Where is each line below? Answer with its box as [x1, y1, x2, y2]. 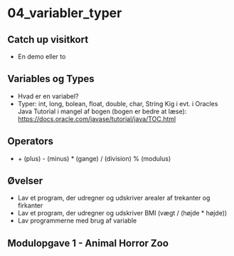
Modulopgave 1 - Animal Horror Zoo [7, 237, 169, 249]
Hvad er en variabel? [17, 91, 79, 101]
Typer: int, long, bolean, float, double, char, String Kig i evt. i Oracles [17, 99, 218, 108]
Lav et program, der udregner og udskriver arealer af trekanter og [17, 194, 211, 203]
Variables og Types [7, 73, 95, 85]
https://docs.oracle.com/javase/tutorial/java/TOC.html [17, 114, 176, 123]
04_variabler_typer [7, 5, 122, 21]
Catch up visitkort [7, 34, 89, 46]
